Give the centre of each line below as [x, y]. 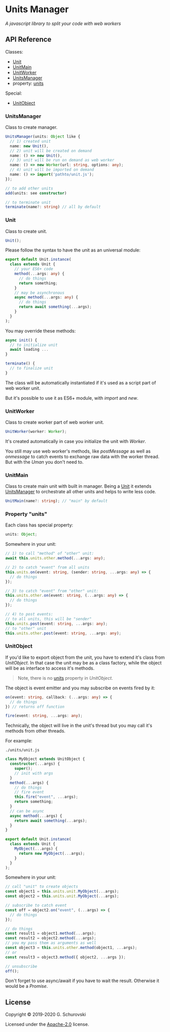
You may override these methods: [41, 331]
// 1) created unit [30, 141]
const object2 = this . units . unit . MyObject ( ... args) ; [62, 896]
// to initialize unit [34, 345]
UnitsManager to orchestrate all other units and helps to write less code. [81, 492]
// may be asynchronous [40, 293]
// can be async [27, 811]
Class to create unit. [26, 231]
